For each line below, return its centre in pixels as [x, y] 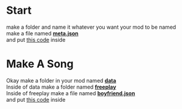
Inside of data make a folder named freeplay [61, 87]
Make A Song [40, 64]
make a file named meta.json [43, 33]
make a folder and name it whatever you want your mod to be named [91, 27]
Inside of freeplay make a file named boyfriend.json [71, 93]
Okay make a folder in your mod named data [61, 80]
